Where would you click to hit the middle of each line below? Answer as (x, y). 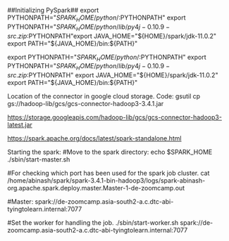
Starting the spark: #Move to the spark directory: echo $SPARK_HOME (110, 152)
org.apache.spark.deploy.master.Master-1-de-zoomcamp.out (96, 188)
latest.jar (20, 125)
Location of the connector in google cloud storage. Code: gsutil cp (104, 96)
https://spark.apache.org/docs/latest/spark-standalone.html (94, 138)
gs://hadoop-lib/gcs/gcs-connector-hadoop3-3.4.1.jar (86, 104)
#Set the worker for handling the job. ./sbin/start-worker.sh (93, 223)
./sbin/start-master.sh (39, 159)
